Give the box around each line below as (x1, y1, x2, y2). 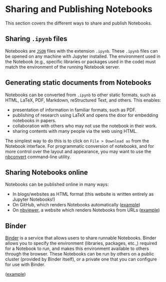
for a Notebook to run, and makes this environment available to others (5, 245, 149, 251)
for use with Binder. (5, 261, 45, 267)
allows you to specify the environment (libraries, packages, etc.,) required (5, 240, 157, 246)
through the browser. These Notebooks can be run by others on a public (5, 251, 154, 257)
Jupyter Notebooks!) (12, 196, 55, 202)
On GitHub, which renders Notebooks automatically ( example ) (12, 202, 140, 208)
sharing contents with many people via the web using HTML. (12, 128, 137, 134)
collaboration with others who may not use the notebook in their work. (12, 123, 157, 129)
